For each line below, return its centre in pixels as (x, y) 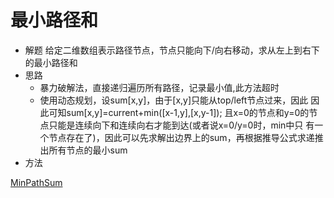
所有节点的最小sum (88, 150)
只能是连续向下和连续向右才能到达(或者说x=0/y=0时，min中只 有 (181, 125)
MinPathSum (36, 182)
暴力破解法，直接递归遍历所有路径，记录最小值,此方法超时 (159, 87)
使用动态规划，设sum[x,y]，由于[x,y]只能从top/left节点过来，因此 (174, 100)
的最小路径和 (51, 62)
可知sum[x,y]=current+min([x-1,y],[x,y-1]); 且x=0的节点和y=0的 (179, 112)
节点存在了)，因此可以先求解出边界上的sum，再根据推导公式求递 (181, 137)
